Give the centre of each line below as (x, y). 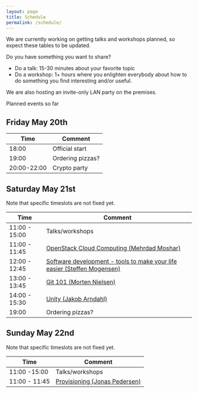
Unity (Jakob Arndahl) (77, 299)
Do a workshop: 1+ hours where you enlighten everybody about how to (101, 75)
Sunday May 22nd (40, 333)
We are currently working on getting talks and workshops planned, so (91, 39)
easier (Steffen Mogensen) (83, 269)
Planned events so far (32, 104)
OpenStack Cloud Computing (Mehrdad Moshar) (113, 248)
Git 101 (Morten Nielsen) (81, 282)
